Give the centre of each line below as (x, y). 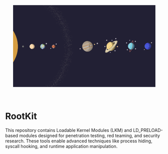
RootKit (21, 117)
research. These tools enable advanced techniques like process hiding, (79, 141)
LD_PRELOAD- (148, 130)
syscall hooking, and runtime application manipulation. (61, 146)
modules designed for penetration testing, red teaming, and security (90, 135)
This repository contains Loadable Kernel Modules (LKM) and (68, 130)
